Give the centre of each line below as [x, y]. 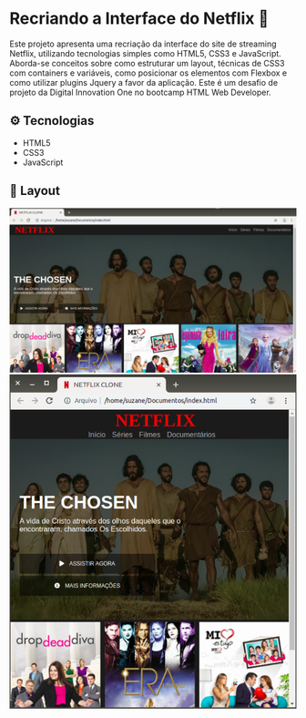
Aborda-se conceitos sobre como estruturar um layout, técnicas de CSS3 [147, 63]
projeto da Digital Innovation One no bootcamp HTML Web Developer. [140, 92]
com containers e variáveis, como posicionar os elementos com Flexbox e [148, 73]
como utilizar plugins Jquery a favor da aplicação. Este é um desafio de [144, 82]
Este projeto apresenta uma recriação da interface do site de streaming [143, 44]
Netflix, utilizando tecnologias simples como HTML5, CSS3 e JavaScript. [146, 53]
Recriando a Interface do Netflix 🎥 [139, 19]
